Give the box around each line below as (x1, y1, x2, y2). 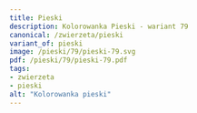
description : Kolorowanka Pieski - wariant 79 (9, 22, 189, 31)
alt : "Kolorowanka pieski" (9, 89, 112, 98)
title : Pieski (9, 13, 64, 23)
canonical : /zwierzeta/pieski (9, 30, 124, 39)
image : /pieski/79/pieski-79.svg (9, 47, 136, 56)
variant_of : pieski (9, 38, 84, 48)
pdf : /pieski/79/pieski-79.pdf (9, 56, 128, 65)
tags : (9, 65, 30, 74)
